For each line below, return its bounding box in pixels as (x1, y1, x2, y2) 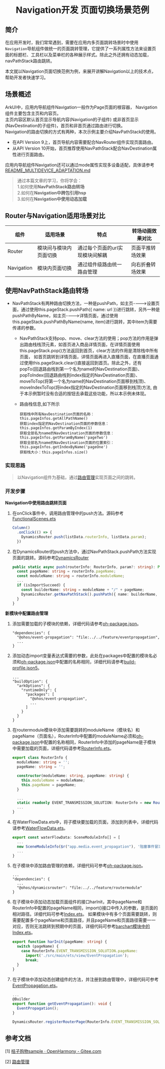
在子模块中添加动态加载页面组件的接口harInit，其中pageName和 (12, 899, 142, 905)
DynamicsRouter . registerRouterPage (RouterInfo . (12, 1019, 111, 1024)
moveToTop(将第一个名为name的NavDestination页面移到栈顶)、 (19, 379, 149, 384)
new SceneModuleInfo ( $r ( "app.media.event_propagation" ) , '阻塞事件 (17, 844, 155, 849)
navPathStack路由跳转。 (5, 58, 55, 64)
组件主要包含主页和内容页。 (5, 110, 61, 116)
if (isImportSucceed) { (17, 583, 65, 588)
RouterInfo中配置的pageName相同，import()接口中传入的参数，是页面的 (12, 905, 158, 911)
